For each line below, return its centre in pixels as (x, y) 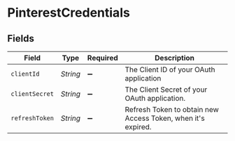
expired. (138, 127)
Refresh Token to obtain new (172, 109)
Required (103, 58)
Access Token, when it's (165, 118)
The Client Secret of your (166, 90)
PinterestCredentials (69, 13)
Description (175, 58)
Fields (21, 39)
